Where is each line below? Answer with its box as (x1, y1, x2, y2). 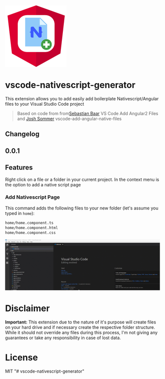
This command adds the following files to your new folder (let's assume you (5, 205, 159, 211)
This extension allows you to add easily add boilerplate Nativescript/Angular (5, 95, 159, 101)
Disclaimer (5, 303, 50, 314)
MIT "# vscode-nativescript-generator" (5, 368, 84, 374)
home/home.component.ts (5, 220, 54, 225)
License (5, 352, 38, 363)
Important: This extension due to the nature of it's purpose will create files (5, 319, 156, 325)
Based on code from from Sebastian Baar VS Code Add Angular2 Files (17, 110, 159, 116)
